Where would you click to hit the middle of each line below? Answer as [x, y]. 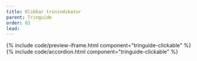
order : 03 [19, 23]
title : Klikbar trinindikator [44, 12]
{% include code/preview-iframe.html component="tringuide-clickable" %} [99, 45]
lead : [13, 28]
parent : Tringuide [29, 17]
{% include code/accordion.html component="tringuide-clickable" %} [92, 52]
